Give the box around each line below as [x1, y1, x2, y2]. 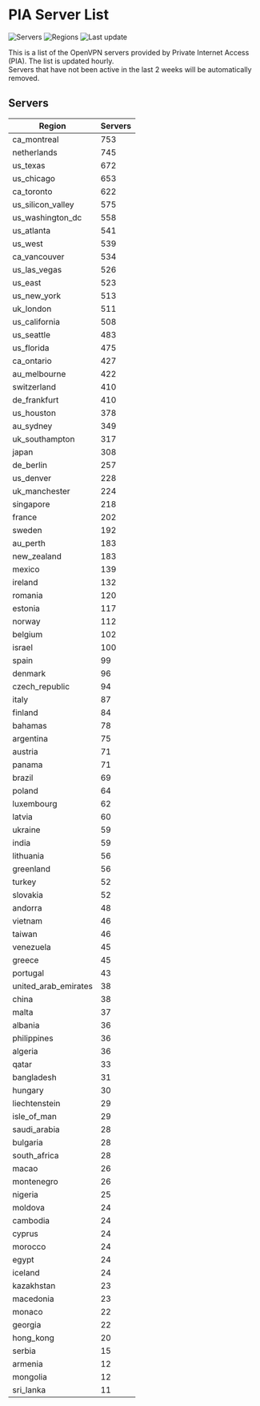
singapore [12, 499, 50, 510]
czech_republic [12, 681, 70, 692]
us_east [12, 277, 42, 288]
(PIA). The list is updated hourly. [8, 56, 114, 66]
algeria [12, 1045, 38, 1057]
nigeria [12, 1189, 38, 1200]
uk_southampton [12, 433, 75, 444]
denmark [12, 668, 46, 679]
